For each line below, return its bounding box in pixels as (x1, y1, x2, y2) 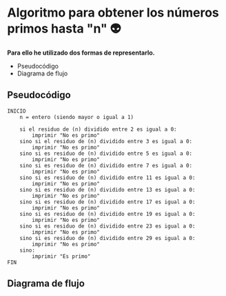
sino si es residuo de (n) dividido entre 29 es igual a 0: (19, 234, 196, 241)
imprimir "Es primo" (32, 252, 91, 260)
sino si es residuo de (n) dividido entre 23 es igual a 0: (19, 223, 196, 230)
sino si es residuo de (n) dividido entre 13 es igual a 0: (19, 186, 196, 193)
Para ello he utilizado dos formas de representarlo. (7, 48, 155, 57)
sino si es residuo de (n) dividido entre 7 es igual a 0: (19, 162, 193, 169)
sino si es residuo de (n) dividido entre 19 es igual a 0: (19, 210, 196, 217)
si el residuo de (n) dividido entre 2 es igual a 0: (19, 126, 177, 133)
